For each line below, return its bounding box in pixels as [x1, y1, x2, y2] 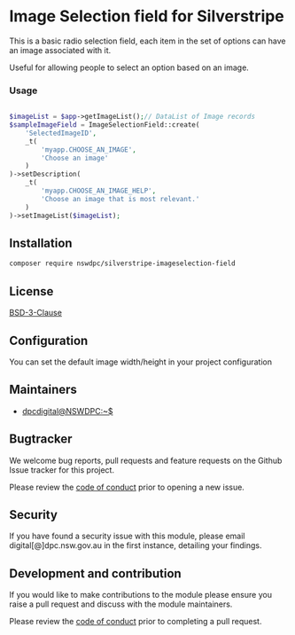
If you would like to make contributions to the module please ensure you [9, 590, 273, 600]
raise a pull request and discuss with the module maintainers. [9, 599, 233, 609]
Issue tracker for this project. [9, 464, 115, 475]
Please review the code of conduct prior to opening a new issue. [9, 482, 245, 492]
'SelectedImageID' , [25, 129, 97, 137]
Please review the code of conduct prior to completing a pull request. [9, 616, 262, 627]
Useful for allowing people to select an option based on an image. [9, 62, 250, 73]
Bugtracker [9, 432, 73, 447]
